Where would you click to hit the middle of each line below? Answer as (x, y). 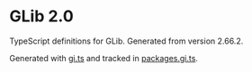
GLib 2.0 (41, 16)
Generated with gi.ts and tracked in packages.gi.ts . (103, 58)
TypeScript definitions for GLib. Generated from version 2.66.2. (126, 41)
